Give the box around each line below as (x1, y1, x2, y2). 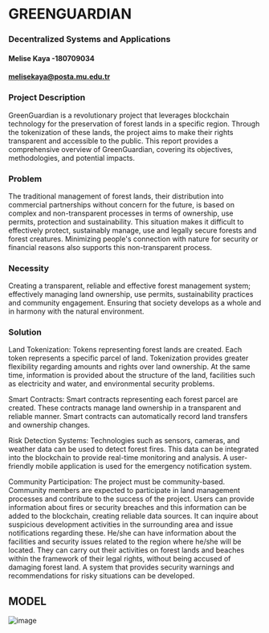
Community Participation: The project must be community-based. (8, 477, 226, 487)
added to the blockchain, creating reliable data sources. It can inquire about (8, 512, 259, 521)
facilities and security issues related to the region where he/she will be (8, 536, 242, 547)
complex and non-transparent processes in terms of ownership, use (8, 208, 234, 218)
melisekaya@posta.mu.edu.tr (8, 72, 111, 81)
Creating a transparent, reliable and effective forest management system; (8, 281, 251, 290)
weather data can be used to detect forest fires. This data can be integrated (8, 444, 259, 454)
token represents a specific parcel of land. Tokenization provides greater (8, 353, 249, 363)
